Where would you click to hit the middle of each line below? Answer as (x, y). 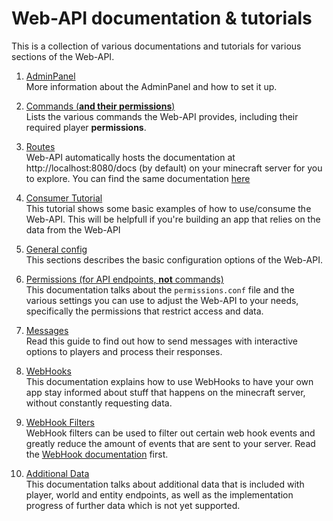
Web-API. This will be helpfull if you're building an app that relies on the (173, 219)
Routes (40, 146)
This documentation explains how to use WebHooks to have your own (169, 381)
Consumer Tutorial (64, 198)
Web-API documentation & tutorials (162, 18)
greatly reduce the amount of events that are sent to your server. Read (170, 443)
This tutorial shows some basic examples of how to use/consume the (168, 208)
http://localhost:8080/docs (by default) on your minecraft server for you (174, 168)
